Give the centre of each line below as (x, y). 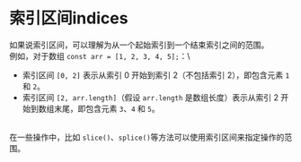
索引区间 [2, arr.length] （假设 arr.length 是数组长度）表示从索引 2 (150, 97)
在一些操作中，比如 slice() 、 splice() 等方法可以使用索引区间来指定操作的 (147, 137)
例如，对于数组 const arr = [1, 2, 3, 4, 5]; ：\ (100, 55)
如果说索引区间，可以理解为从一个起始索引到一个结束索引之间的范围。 (139, 45)
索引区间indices (69, 18)
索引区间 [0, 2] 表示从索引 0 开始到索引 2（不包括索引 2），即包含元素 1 (156, 75)
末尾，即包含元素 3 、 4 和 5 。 (106, 108)
